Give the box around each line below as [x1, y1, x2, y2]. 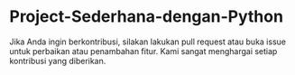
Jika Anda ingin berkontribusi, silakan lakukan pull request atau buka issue [9, 36, 287, 47]
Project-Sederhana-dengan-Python [9, 6, 284, 27]
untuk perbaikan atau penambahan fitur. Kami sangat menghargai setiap [9, 45, 278, 56]
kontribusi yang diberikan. [9, 55, 106, 66]
